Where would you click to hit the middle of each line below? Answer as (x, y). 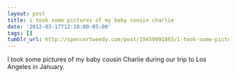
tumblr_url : (25, 40)
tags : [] (20, 33)
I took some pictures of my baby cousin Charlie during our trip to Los (107, 59)
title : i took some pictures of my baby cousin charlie (91, 20)
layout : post (26, 14)
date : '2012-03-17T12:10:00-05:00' (59, 26)
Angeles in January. (36, 67)
